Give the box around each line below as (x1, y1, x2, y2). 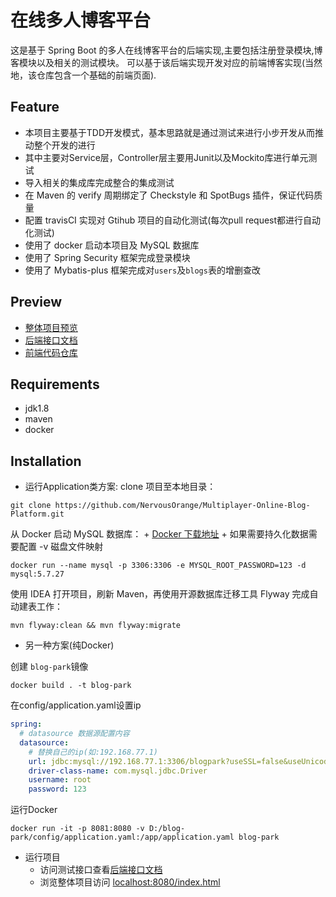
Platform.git (10, 509, 65, 520)
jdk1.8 (24, 402, 50, 415)
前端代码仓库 (24, 346, 78, 358)
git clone (10, 501, 52, 511)
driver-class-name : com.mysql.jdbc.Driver (28, 766, 208, 776)
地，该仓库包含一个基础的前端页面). (10, 69, 157, 81)
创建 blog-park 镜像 (10, 661, 89, 673)
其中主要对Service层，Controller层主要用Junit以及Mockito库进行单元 (24, 151, 309, 163)
